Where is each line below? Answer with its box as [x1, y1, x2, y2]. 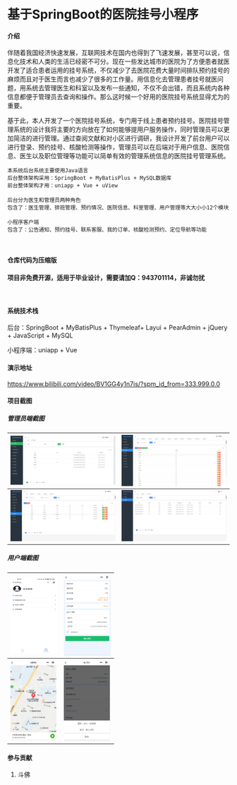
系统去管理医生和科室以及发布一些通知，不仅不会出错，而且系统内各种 [25, 84, 230, 92]
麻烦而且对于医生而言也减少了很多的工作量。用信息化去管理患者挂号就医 [7, 75, 217, 83]
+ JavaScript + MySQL [7, 331, 73, 340]
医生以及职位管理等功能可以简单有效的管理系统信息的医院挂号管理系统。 [19, 152, 230, 160]
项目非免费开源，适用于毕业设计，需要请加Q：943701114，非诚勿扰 [7, 273, 205, 282]
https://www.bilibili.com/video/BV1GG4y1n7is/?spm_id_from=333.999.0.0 [7, 379, 221, 388]
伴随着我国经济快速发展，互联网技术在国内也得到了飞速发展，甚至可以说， [7, 49, 224, 57]
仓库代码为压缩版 [7, 256, 57, 264]
